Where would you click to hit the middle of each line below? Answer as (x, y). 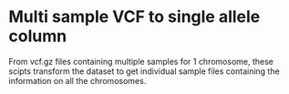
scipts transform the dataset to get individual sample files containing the (144, 71)
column (38, 36)
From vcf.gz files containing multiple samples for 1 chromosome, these (141, 61)
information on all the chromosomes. (77, 80)
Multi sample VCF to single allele (134, 17)
